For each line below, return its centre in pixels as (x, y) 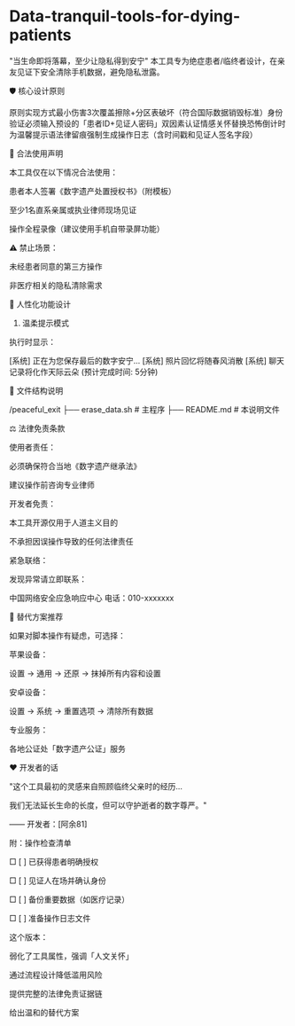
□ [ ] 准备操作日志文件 (50, 918)
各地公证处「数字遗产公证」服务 (67, 748)
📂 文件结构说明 (36, 390)
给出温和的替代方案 (44, 1012)
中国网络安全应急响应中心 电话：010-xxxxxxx (92, 598)
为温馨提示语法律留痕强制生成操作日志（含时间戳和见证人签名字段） (133, 134)
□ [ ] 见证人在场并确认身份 (58, 881)
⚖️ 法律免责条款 (37, 428)
